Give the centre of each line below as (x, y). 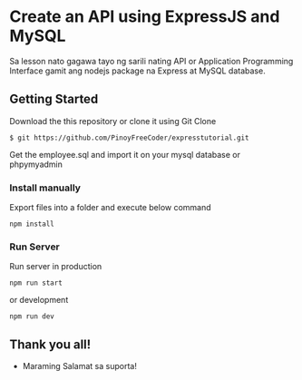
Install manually (45, 188)
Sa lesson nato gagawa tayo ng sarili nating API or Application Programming (151, 61)
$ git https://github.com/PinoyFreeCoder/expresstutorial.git (129, 138)
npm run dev (32, 317)
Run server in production (56, 267)
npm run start (36, 283)
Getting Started (54, 99)
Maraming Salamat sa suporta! (80, 366)
